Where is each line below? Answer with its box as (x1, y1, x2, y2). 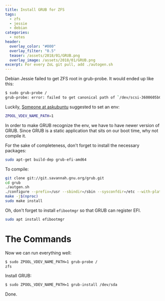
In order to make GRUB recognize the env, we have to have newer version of (5, 122, 160, 128)
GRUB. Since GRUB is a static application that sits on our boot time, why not (5, 128, 159, 134)
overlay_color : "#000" (9, 44, 56, 49)
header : (5, 39, 21, 44)
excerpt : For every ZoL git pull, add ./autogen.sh (5, 62, 113, 67)
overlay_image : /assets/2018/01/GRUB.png (9, 58, 96, 63)
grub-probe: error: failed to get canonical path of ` (5, 95, 120, 100)
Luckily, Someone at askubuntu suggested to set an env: (5, 104, 120, 110)
